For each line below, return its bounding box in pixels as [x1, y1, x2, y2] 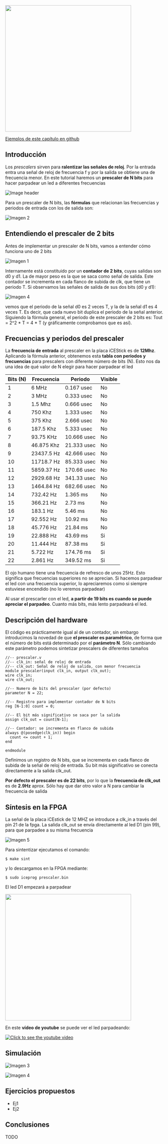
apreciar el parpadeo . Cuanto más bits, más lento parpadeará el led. [5, 601, 147, 607]
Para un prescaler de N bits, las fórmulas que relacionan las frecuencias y [5, 199, 159, 205]
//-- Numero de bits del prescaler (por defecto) [5, 686, 112, 691]
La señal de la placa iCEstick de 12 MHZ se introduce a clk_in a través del [5, 816, 157, 822]
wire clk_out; [5, 677, 35, 682]
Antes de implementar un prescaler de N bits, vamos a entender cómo [5, 243, 151, 249]
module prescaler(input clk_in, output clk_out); [5, 669, 112, 674]
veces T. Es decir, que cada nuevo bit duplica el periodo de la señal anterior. [5, 309, 163, 315]
